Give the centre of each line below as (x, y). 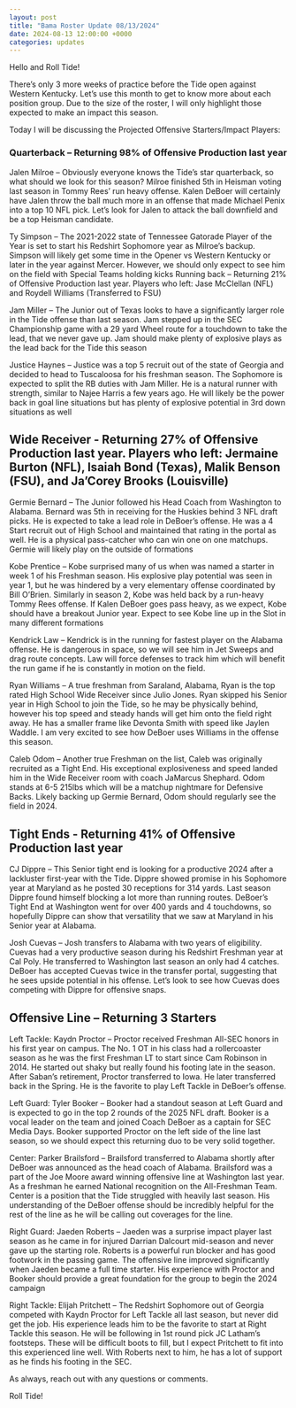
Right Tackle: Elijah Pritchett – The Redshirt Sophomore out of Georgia (137, 1305)
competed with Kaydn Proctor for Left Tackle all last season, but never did (144, 1314)
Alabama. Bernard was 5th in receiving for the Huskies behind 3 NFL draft (144, 512)
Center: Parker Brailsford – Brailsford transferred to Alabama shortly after (142, 1157)
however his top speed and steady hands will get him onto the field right (140, 714)
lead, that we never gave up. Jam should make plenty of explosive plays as (146, 338)
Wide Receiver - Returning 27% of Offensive (134, 439)
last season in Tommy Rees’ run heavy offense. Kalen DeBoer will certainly (145, 190)
